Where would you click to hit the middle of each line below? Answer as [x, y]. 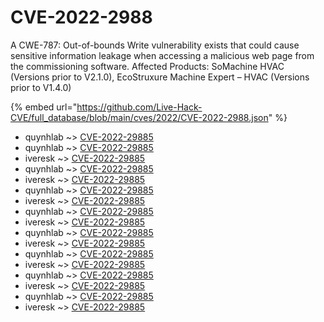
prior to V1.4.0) [41, 87]
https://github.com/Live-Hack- [139, 107]
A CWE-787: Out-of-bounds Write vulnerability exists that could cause [155, 45]
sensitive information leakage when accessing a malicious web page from [162, 55]
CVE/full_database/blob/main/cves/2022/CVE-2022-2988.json [139, 117]
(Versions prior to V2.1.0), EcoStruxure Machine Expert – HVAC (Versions [160, 77]
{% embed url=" [44, 107]
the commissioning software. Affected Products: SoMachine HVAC [147, 66]
